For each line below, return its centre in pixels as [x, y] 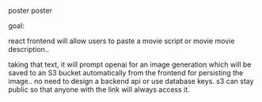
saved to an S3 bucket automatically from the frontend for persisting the [126, 73]
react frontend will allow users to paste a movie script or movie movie [122, 41]
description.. [29, 49]
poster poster [30, 11]
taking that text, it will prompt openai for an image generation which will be [130, 64]
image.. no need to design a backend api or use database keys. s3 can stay [131, 81]
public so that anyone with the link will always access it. [99, 89]
